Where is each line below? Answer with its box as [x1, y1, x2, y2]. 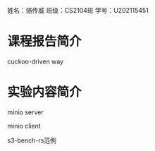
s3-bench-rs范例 [7, 136, 56, 145]
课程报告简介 [7, 34, 82, 49]
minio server [7, 108, 44, 116]
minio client [7, 121, 41, 130]
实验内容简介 [7, 84, 82, 100]
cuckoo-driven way [7, 57, 64, 66]
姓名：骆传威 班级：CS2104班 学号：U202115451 [7, 6, 149, 14]
